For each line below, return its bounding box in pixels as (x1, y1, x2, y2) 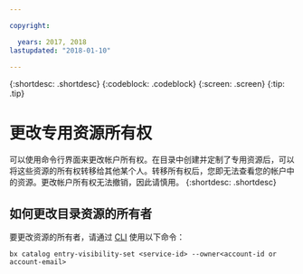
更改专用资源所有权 (9, 123, 153, 143)
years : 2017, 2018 (17, 37, 88, 46)
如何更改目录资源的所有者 (9, 205, 152, 222)
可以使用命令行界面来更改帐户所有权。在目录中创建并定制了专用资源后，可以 (9, 155, 295, 165)
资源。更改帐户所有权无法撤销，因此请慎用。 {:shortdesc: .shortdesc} (16, 177, 278, 188)
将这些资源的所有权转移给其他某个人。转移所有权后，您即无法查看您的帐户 (9, 165, 287, 176)
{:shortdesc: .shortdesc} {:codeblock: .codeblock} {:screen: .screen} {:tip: (9, 79, 285, 90)
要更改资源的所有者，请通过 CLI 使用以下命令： (9, 231, 185, 242)
